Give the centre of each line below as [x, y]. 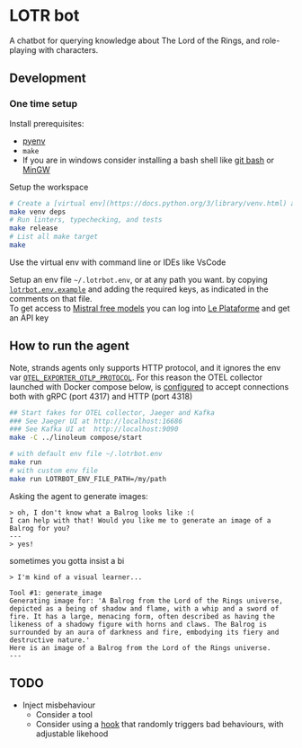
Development [48, 79]
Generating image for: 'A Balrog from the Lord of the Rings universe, [146, 601]
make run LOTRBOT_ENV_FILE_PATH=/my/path [88, 479]
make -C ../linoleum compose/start [76, 438]
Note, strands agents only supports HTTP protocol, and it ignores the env [145, 367]
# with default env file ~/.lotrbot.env [86, 454]
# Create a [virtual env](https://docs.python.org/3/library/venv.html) [148, 203]
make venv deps [38, 212]
